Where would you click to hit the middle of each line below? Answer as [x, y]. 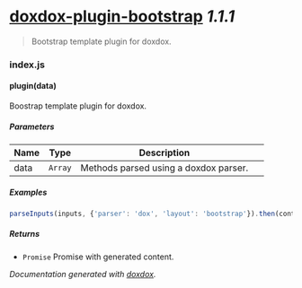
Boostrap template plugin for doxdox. [78, 106]
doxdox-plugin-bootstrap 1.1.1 [122, 17]
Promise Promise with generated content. [98, 257]
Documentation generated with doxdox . [83, 274]
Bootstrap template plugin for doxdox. [102, 41]
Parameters [32, 127]
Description [164, 153]
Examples [28, 192]
